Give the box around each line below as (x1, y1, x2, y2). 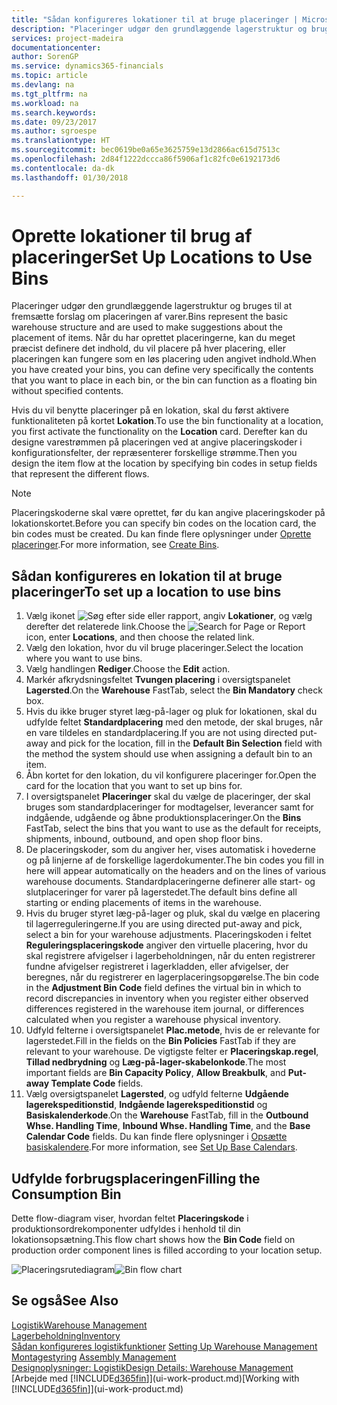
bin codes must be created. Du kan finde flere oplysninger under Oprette (11, 528, 312, 540)
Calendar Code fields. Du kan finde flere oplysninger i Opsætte (25, 1131, 288, 1143)
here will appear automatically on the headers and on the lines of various (25, 865, 327, 877)
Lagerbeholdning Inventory (11, 1329, 121, 1341)
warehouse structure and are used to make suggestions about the (11, 321, 283, 333)
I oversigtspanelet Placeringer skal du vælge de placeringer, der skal (25, 791, 311, 803)
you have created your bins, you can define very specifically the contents (11, 364, 314, 376)
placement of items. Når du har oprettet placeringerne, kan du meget (11, 332, 296, 344)
